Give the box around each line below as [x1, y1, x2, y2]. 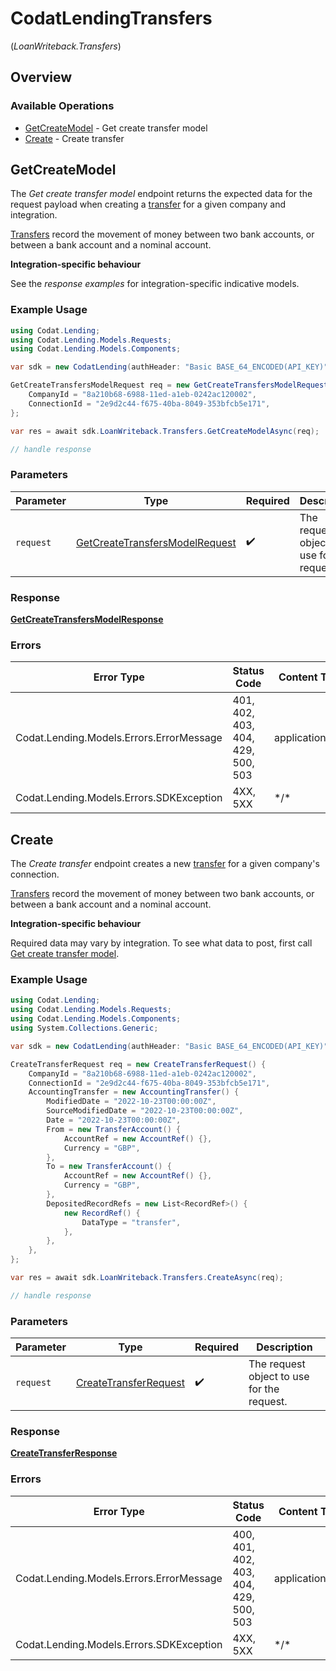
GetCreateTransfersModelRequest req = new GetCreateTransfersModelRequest [10, 380, 329, 391]
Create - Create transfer [24, 132, 125, 144]
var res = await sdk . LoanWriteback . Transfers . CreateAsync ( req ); [10, 1273, 284, 1283]
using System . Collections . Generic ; [10, 1023, 159, 1034]
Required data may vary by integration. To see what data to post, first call [10, 937, 313, 949]
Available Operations [10, 99, 115, 113]
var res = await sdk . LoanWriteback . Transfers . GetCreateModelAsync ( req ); [10, 426, 320, 436]
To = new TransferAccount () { [46, 1162, 172, 1172]
